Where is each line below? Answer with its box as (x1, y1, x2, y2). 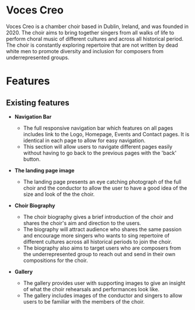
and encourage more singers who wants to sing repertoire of (23, 232, 170, 239)
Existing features (6, 98, 69, 108)
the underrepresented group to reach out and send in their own (23, 250, 176, 257)
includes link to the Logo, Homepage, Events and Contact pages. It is (23, 130, 190, 137)
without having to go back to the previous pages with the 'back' (23, 149, 177, 156)
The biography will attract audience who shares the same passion (23, 226, 182, 233)
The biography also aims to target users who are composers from (23, 244, 182, 252)
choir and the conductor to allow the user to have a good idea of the (23, 184, 187, 191)
